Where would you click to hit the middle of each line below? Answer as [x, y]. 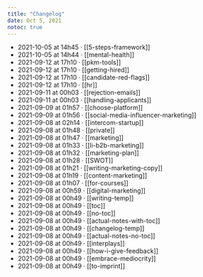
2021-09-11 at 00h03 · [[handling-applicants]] [84, 100]
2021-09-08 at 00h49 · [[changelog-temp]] [81, 229]
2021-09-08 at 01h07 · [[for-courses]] [73, 183]
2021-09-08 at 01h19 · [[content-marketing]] [82, 175]
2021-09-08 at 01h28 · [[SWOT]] [65, 161]
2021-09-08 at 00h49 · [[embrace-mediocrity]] [87, 259]
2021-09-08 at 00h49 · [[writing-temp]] [76, 198]
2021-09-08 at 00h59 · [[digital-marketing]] [81, 191]
